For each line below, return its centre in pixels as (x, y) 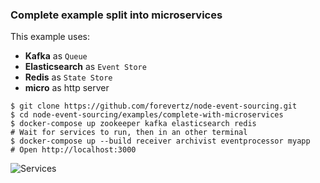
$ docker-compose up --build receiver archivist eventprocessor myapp (160, 141)
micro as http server (67, 88)
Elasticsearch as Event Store (85, 67)
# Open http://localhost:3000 (73, 150)
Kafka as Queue (56, 56)
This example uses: (50, 37)
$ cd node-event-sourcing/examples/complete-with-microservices (147, 115)
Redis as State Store (68, 77)
